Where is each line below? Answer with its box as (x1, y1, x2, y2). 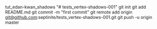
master (5, 19, 20, 25)
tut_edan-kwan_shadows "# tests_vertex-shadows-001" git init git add (5, 4, 146, 10)
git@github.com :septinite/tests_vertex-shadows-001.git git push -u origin (5, 14, 153, 20)
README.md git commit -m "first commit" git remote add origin (5, 9, 133, 15)
